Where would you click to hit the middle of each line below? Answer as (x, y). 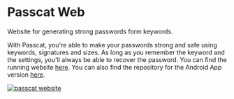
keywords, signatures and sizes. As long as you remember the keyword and (116, 52)
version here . (26, 75)
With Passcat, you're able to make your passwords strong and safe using (112, 45)
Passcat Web (46, 12)
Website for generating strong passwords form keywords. (90, 31)
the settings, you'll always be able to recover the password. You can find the (117, 59)
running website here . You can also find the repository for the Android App (115, 67)
